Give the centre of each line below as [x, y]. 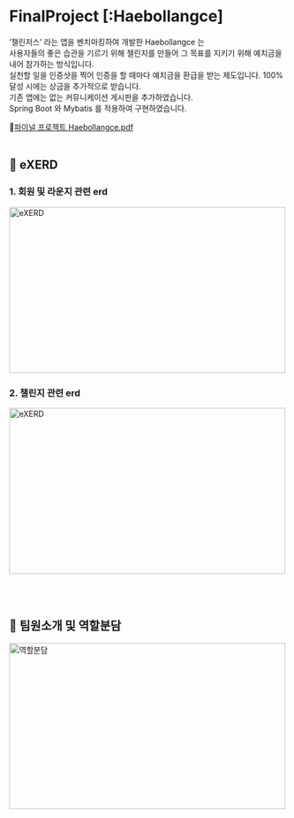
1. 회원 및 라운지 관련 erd [59, 192]
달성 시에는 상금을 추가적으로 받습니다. [75, 86]
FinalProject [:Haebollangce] [116, 16]
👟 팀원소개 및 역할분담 [65, 626]
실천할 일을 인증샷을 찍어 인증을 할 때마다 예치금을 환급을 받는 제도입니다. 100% [147, 75]
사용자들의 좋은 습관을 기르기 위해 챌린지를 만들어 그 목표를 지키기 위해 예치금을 [146, 53]
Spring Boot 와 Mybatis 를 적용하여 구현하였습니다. [98, 108]
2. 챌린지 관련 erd [45, 393]
